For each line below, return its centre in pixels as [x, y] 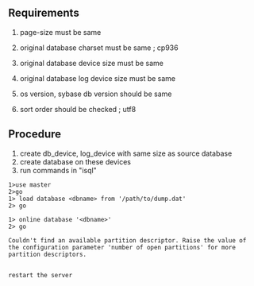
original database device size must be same [92, 63]
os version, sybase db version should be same [96, 94]
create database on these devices [75, 161]
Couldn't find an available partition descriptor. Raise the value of [127, 240]
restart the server [40, 275]
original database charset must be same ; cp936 [99, 48]
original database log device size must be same [98, 78]
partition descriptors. [48, 254]
